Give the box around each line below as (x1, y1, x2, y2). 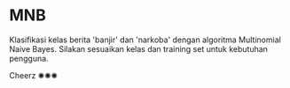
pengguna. (9, 53, 49, 63)
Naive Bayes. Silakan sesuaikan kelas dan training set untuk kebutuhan (9, 43, 269, 54)
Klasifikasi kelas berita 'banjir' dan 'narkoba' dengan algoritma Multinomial (9, 34, 281, 45)
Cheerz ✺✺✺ (9, 70, 58, 80)
